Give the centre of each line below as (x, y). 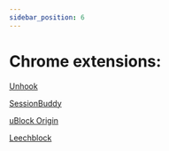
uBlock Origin (34, 120)
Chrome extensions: (85, 61)
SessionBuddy (35, 103)
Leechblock (31, 138)
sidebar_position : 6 (47, 17)
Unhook (23, 86)
